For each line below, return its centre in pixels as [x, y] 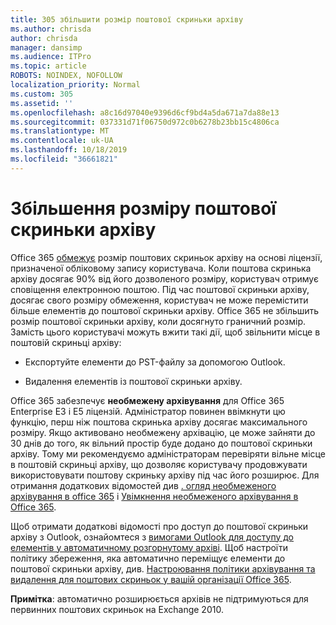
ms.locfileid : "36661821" [64, 159]
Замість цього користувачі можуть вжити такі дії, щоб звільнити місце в [165, 332]
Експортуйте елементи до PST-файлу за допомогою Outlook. [155, 362]
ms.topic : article [48, 66]
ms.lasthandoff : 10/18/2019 [69, 150]
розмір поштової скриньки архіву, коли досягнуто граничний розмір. [158, 321]
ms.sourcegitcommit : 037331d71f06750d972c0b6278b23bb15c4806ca [145, 122]
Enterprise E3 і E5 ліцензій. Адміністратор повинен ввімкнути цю [148, 411]
